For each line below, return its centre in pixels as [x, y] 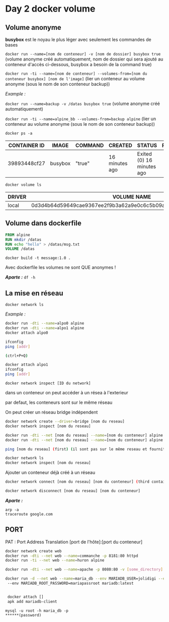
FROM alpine [18, 235]
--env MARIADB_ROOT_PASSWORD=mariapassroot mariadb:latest [71, 584]
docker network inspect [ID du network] [48, 383]
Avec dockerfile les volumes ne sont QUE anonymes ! [61, 268]
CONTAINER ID [26, 145]
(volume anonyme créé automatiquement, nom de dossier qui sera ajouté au [84, 59]
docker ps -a [19, 133]
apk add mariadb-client [32, 601]
